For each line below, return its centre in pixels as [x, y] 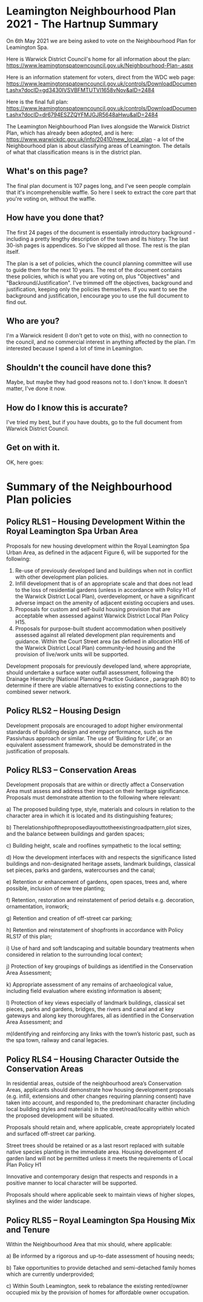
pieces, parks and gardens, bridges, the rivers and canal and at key [90, 1009]
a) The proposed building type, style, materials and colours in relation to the [101, 809]
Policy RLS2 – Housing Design [63, 711]
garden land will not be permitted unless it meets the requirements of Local [100, 1158]
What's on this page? [47, 171]
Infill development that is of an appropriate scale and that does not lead [104, 583]
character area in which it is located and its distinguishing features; [90, 815]
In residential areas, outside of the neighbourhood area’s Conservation [94, 1083]
